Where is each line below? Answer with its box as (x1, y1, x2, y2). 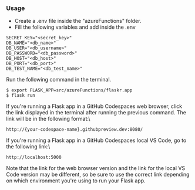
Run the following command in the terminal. (6, 76, 112, 83)
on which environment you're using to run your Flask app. (6, 177, 146, 184)
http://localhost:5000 (6, 154, 62, 161)
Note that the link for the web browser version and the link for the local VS (6, 165, 186, 172)
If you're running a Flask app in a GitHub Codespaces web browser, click (6, 103, 183, 110)
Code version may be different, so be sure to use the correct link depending (6, 171, 190, 178)
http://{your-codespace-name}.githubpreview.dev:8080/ (6, 127, 143, 133)
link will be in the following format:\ (6, 116, 90, 123)
